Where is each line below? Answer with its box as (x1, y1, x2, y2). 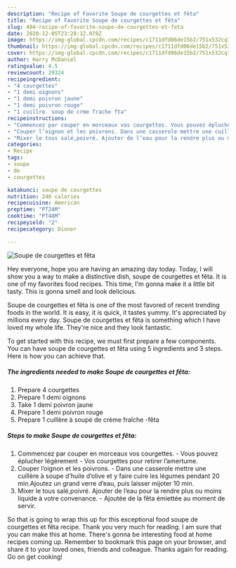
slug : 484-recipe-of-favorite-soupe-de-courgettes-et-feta (7, 23, 184, 30)
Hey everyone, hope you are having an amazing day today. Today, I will (7, 264, 213, 273)
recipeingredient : (7, 75, 61, 83)
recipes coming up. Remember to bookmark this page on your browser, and (7, 537, 226, 546)
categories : (7, 141, 42, 148)
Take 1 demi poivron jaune (17, 400, 93, 408)
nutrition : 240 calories (7, 193, 80, 200)
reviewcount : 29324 (7, 69, 65, 76)
